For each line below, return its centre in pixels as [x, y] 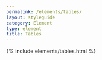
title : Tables [24, 34]
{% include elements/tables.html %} [51, 51]
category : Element [29, 23]
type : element [24, 28]
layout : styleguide [31, 17]
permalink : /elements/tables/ [44, 12]
